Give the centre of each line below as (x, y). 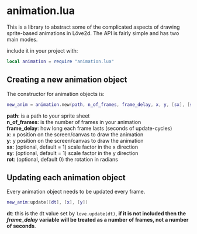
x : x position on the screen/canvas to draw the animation (75, 134)
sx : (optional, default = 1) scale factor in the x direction (72, 147)
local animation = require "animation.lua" (61, 61)
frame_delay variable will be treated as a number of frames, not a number (98, 220)
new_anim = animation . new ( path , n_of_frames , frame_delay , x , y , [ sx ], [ (98, 104)
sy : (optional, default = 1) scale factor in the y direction (72, 153)
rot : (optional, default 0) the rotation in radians (63, 159)
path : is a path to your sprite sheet (48, 116)
